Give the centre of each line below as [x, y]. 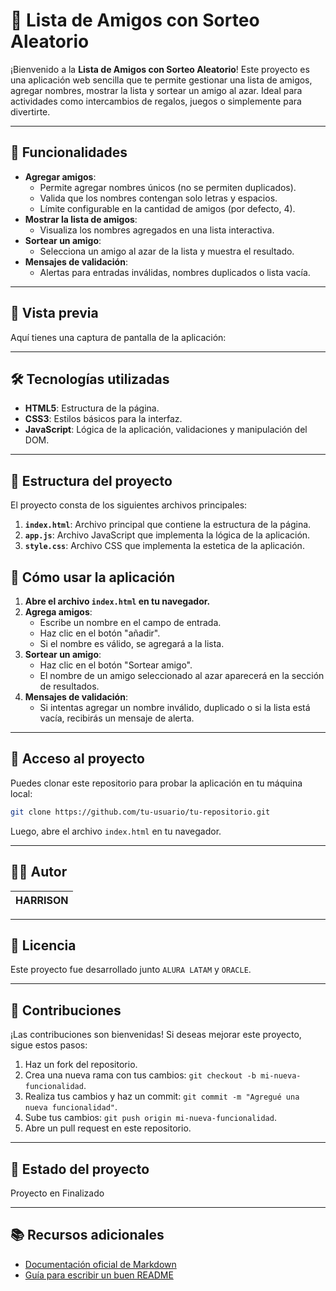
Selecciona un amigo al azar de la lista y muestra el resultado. [167, 251]
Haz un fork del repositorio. [81, 1065]
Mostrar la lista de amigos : [81, 219]
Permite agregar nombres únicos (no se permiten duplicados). [168, 187]
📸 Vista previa [54, 313]
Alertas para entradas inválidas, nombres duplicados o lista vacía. [175, 272]
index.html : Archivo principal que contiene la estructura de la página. [168, 525]
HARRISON [42, 900]
